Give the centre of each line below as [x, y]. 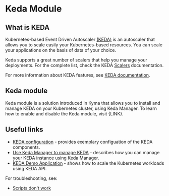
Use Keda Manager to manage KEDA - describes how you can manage [86, 152]
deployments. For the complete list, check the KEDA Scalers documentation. [84, 65]
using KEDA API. [30, 168]
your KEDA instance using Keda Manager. [56, 158]
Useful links [24, 130]
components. [26, 147]
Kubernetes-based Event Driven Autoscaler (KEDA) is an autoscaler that [80, 39]
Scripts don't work [32, 188]
